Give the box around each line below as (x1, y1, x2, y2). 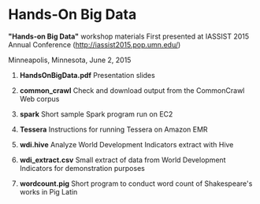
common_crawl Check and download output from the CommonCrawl (19, 85, 245, 95)
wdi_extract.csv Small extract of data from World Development (19, 155, 226, 165)
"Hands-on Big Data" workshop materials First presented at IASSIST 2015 (8, 32, 250, 41)
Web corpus (19, 94, 60, 103)
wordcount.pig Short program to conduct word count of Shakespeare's (19, 179, 253, 188)
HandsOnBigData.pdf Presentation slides (19, 70, 155, 80)
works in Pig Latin (19, 187, 78, 196)
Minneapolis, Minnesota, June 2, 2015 (8, 55, 132, 65)
